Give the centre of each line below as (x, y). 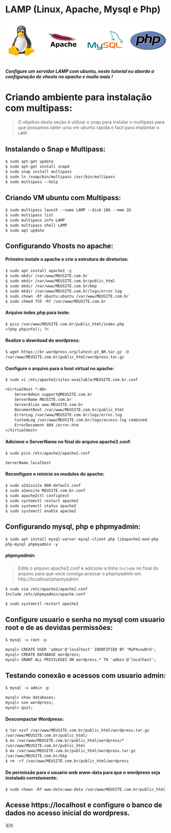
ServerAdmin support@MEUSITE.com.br (54, 395)
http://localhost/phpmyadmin (48, 579)
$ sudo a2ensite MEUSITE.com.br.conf (45, 490)
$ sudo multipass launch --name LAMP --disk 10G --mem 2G (68, 210)
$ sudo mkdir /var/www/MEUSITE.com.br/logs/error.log (64, 291)
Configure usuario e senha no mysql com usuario (85, 620)
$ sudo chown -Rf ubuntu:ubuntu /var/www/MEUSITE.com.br (67, 296)
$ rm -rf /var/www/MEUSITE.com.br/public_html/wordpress (67, 761)
